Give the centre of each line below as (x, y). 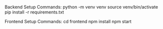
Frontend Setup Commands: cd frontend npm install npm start (68, 22)
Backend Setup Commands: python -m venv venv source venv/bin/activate (81, 7)
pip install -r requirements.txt (34, 12)
